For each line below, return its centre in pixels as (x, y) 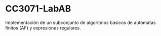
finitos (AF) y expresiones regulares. (43, 27)
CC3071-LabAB (38, 9)
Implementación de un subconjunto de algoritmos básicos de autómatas (80, 22)
